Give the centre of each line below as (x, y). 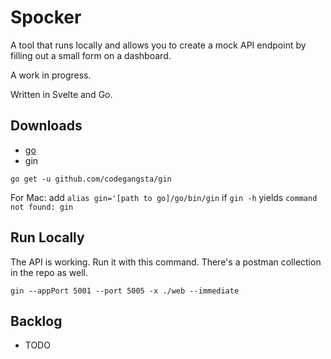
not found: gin (42, 207)
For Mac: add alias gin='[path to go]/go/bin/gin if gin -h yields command (164, 197)
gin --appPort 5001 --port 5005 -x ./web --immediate (125, 291)
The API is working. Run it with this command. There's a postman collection (166, 262)
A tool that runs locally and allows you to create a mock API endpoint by (158, 45)
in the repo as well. (49, 272)
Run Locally (47, 237)
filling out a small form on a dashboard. (91, 55)
